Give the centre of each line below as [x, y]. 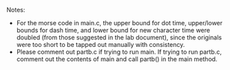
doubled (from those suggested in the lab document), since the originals [119, 37]
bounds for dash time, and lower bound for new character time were [113, 30]
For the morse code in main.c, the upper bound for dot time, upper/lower [119, 23]
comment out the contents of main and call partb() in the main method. [117, 59]
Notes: [16, 10]
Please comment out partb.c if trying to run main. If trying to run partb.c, [119, 52]
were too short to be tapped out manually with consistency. [101, 45]
